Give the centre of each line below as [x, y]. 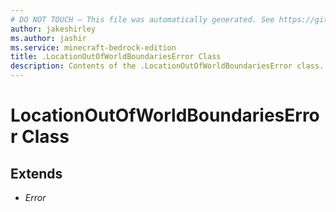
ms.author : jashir [48, 38]
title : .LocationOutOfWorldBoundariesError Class [116, 57]
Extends [36, 173]
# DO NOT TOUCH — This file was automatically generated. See [142, 19]
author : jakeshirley [53, 29]
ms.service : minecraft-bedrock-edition [93, 47]
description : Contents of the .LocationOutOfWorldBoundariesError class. [167, 66]
